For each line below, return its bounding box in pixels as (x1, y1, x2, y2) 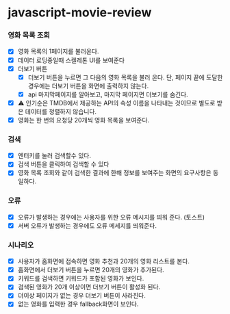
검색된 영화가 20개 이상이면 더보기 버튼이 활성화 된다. (17, 283, 161, 291)
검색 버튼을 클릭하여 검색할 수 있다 (17, 160, 110, 168)
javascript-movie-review (8, 5, 152, 21)
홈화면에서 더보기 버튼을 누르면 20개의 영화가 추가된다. (17, 265, 165, 274)
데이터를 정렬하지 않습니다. (25, 107, 97, 116)
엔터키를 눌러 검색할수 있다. (17, 152, 92, 160)
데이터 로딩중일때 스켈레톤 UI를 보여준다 (17, 56, 125, 64)
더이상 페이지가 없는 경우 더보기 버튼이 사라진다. (17, 291, 146, 300)
